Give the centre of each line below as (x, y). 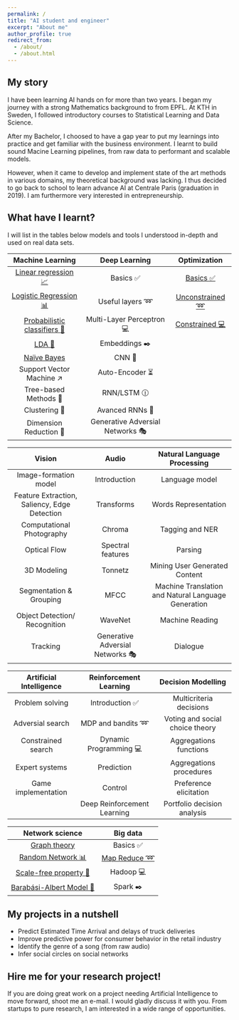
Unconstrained (200, 297)
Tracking (46, 646)
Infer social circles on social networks (73, 954)
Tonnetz (115, 570)
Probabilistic (44, 321)
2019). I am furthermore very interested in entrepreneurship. (96, 195)
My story (28, 83)
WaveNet (115, 620)
